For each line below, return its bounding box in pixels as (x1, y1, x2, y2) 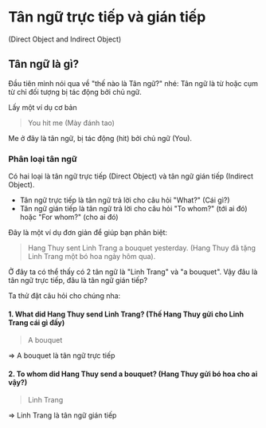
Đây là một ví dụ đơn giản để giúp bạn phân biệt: (8, 228, 168, 238)
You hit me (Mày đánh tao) (27, 118, 115, 128)
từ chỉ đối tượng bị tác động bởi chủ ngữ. (8, 87, 142, 96)
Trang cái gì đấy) (8, 317, 65, 327)
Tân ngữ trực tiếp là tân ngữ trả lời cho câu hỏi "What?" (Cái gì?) (19, 195, 230, 205)
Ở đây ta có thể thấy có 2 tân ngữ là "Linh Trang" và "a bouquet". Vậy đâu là (8, 267, 258, 277)
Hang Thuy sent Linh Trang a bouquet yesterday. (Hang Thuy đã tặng (27, 243, 256, 253)
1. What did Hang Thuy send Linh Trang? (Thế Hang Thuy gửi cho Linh (8, 309, 244, 319)
